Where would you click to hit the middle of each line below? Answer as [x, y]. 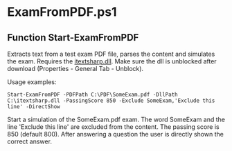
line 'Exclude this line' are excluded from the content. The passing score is [113, 127]
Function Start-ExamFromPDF [73, 38]
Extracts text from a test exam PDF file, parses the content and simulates [111, 54]
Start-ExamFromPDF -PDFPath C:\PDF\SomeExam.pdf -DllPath [92, 94]
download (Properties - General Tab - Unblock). [75, 69]
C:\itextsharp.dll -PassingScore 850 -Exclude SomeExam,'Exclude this [111, 101]
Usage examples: [32, 82]
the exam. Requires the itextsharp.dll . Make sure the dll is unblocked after [112, 61]
